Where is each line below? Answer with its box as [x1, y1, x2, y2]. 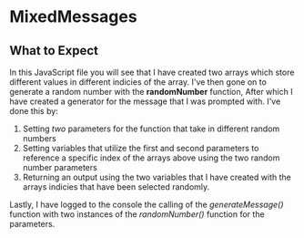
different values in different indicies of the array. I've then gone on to [9, 77, 267, 88]
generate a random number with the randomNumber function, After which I [9, 87, 293, 97]
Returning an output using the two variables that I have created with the [22, 171, 291, 182]
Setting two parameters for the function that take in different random [22, 123, 280, 134]
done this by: [9, 106, 59, 116]
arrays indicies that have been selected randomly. [22, 181, 210, 192]
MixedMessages [9, 6, 138, 27]
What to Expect [9, 43, 98, 58]
